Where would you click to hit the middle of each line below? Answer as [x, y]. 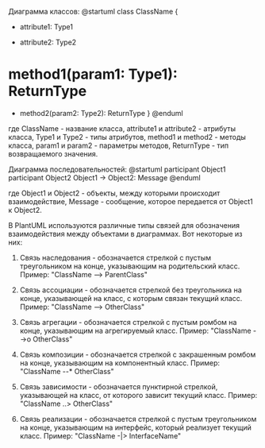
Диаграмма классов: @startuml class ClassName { [93, 12]
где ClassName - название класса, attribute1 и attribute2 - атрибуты [122, 128]
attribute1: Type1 [46, 27]
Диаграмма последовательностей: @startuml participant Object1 [117, 169]
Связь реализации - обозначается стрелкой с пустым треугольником [138, 419]
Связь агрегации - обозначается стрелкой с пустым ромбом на [128, 322]
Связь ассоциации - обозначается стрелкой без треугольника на [131, 290]
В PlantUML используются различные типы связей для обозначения [124, 225]
